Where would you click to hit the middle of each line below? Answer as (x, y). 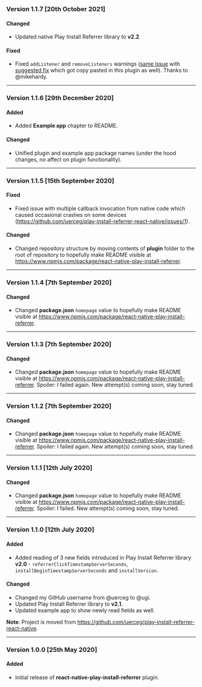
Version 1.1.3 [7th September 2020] (59, 344)
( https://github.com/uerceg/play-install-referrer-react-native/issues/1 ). (102, 221)
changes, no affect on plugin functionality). (68, 159)
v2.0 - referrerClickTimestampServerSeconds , (71, 564)
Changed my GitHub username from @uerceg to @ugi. (83, 597)
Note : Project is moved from (41, 622)
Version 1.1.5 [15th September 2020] (60, 181)
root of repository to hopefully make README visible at (83, 254)
